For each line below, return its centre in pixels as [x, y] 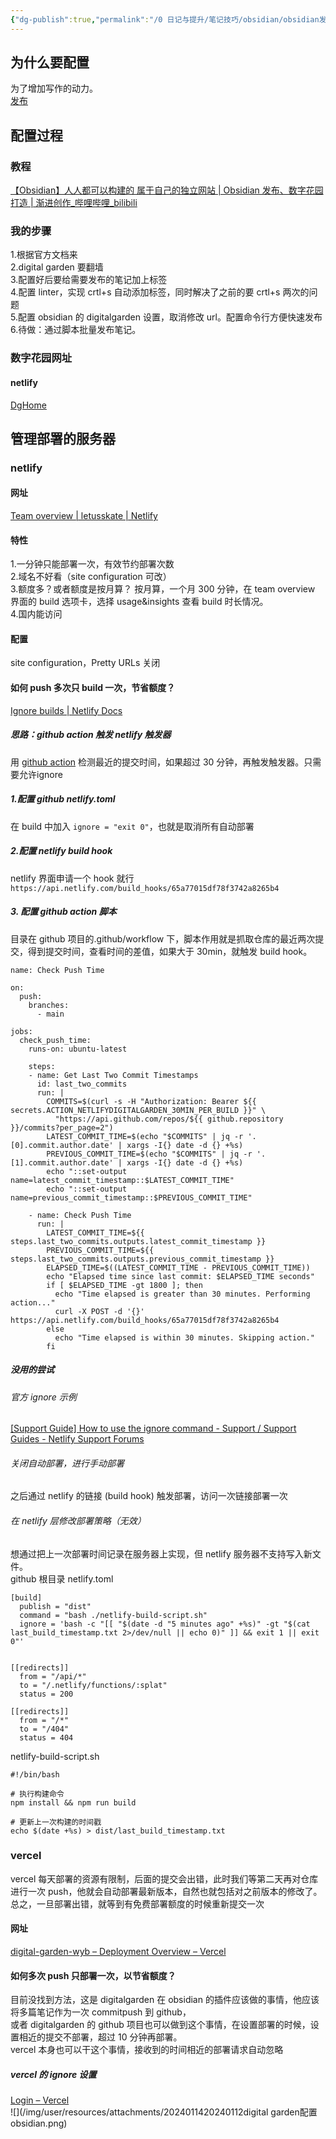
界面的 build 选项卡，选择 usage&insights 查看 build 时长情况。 [139, 602]
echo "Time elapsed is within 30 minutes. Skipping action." [184, 1337]
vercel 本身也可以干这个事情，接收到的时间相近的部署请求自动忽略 [147, 2050]
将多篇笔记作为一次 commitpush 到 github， [101, 2012]
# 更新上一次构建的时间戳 [56, 1822]
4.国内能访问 [36, 614]
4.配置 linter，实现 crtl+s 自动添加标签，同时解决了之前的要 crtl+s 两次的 [160, 292]
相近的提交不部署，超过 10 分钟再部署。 [100, 2037]
